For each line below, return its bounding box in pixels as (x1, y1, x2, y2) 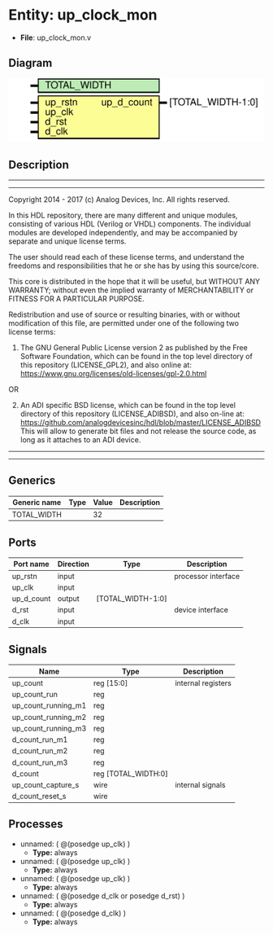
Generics (8, 474, 56, 488)
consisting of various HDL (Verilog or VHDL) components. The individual (8, 219, 251, 229)
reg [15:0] (93, 678, 128, 687)
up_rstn (11, 571, 38, 581)
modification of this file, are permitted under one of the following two (8, 318, 240, 328)
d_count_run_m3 (11, 757, 68, 767)
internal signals (174, 780, 226, 790)
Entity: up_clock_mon (8, 6, 158, 24)
